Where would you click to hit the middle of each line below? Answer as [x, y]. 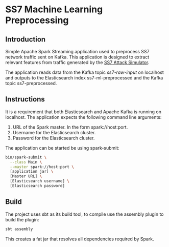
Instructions [25, 99]
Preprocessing [37, 20]
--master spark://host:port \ [42, 167]
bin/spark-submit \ [26, 157]
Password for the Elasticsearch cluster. [54, 138]
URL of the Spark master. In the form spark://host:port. [70, 127]
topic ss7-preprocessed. [31, 83]
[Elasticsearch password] [38, 186]
